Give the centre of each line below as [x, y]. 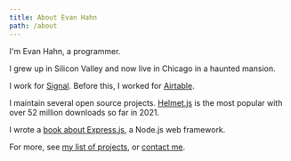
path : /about [33, 26]
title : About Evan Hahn [53, 17]
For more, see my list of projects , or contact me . [97, 147]
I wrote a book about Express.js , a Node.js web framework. [117, 129]
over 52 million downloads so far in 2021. [85, 112]
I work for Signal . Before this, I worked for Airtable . [102, 85]
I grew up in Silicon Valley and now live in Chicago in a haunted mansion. [142, 68]
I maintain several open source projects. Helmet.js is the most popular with [146, 102]
